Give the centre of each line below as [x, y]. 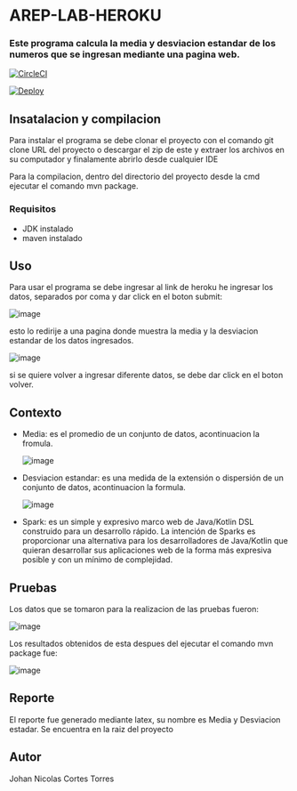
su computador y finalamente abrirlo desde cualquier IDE [114, 159]
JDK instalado [48, 229]
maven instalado [52, 238]
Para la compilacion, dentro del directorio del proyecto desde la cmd [135, 177]
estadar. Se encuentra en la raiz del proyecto [91, 729]
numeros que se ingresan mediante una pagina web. [124, 54]
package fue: [33, 653]
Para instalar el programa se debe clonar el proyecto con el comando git [141, 141]
